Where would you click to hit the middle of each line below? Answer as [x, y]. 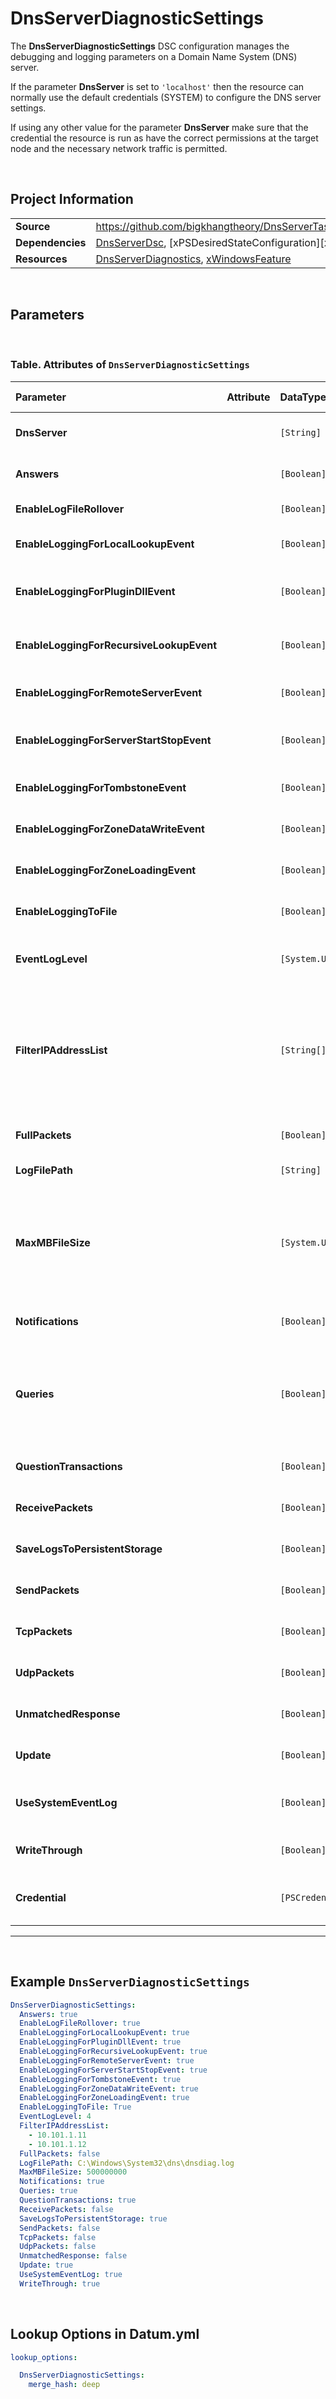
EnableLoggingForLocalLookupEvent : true [104, 2033]
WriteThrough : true [60, 2283]
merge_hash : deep [64, 2385]
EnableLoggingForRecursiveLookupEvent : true [113, 2052]
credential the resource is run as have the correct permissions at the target [164, 138]
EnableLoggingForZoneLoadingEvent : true [104, 2098]
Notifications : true [62, 2182]
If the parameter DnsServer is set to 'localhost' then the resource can [157, 86]
